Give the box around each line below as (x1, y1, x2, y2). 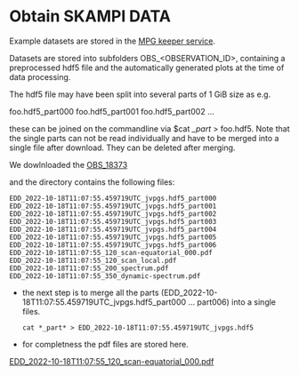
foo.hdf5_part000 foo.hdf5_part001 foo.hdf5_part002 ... (9, 106, 215, 116)
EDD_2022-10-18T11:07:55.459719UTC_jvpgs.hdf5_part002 (9, 209, 217, 219)
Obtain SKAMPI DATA (9, 6, 172, 27)
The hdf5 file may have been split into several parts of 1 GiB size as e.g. (9, 89, 271, 100)
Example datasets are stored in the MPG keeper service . (9, 36, 216, 46)
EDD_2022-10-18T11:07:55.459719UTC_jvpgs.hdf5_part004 (9, 225, 217, 234)
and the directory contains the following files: (9, 176, 175, 187)
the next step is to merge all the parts (21, 287, 159, 298)
